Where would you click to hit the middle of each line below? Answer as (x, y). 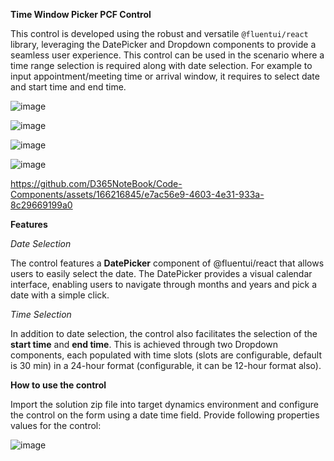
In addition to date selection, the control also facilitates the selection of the (164, 333)
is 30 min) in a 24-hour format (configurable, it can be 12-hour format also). (166, 365)
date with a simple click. (60, 295)
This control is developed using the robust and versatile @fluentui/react (159, 33)
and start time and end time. (68, 87)
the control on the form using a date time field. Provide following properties (165, 415)
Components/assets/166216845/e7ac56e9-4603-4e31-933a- (137, 194)
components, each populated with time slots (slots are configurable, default (166, 355)
